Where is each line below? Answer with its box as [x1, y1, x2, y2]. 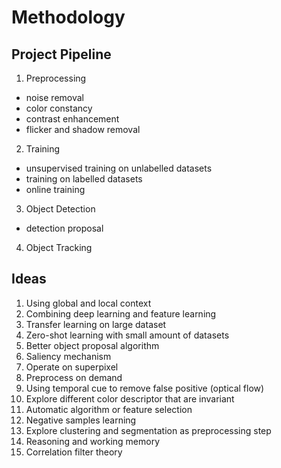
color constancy [25, 102, 93, 114]
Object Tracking [25, 242, 93, 253]
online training [25, 184, 86, 195]
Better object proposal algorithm [25, 339, 160, 351]
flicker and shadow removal [25, 124, 141, 135]
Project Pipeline [11, 46, 112, 63]
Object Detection [25, 203, 96, 215]
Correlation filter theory [25, 446, 123, 458]
